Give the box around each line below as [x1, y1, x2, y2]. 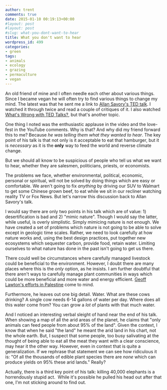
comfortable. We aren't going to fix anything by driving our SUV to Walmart [5, 183, 160, 189]
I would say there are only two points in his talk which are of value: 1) [5, 208, 147, 214]
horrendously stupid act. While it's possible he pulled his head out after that [5, 374, 162, 380]
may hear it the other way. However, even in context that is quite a [5, 343, 141, 349]
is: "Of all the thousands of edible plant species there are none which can [5, 354, 156, 360]
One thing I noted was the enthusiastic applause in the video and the [5, 121, 146, 127]
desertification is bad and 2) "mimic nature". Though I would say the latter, [5, 214, 158, 220]
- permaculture [5, 72, 37, 77]
